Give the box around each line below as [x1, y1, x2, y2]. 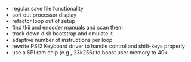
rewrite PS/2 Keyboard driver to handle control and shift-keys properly [11, 43, 185, 50]
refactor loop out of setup [11, 18, 76, 24]
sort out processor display [11, 11, 77, 18]
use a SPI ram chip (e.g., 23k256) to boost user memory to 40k [11, 49, 168, 56]
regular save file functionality [11, 5, 84, 12]
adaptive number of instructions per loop [11, 37, 113, 43]
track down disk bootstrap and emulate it [11, 30, 113, 37]
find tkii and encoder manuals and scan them [11, 24, 124, 31]
